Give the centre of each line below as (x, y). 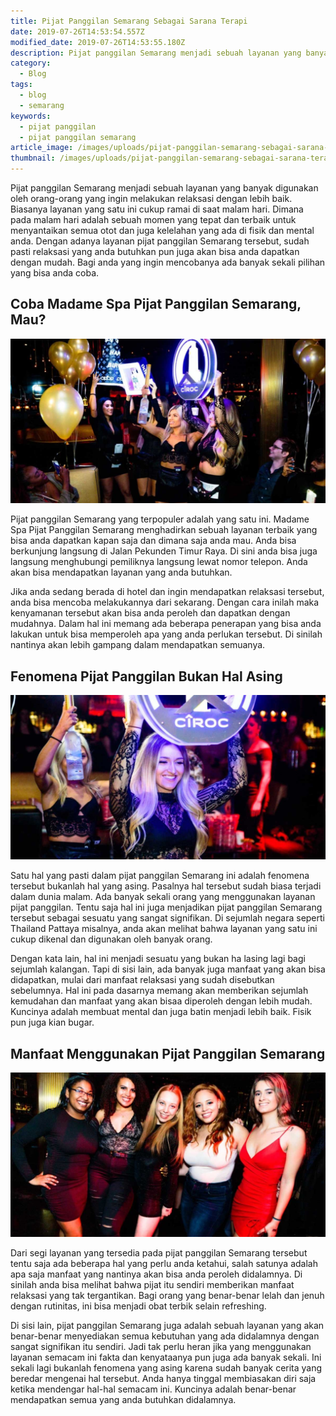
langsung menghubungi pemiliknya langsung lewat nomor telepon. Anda (159, 562)
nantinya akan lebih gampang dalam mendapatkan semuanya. (138, 645)
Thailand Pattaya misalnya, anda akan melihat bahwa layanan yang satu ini (164, 929)
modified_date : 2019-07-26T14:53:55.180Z (98, 42)
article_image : (42, 148)
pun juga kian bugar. (52, 1022)
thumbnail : (33, 158)
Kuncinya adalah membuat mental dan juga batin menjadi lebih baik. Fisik (161, 1012)
